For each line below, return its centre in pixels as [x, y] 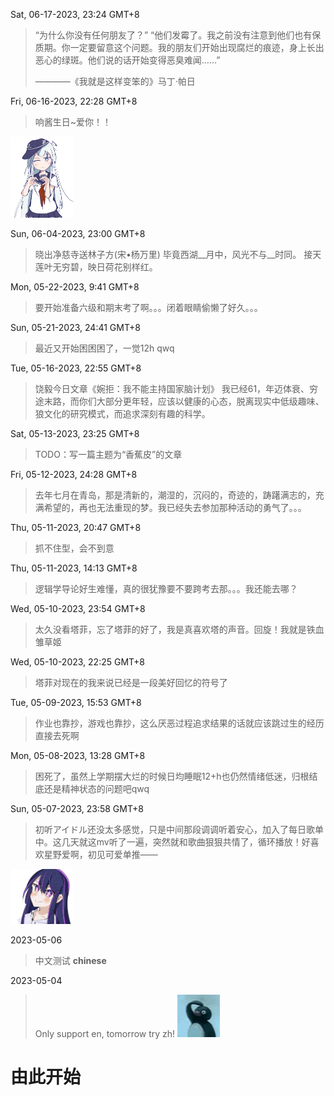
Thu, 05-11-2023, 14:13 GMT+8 [74, 568]
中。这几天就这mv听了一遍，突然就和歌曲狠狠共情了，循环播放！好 [172, 841]
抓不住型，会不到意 [74, 548]
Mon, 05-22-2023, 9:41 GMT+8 [75, 286]
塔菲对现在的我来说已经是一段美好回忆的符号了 [131, 682]
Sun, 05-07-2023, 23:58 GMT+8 [77, 808]
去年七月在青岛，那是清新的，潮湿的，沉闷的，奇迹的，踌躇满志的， [175, 495]
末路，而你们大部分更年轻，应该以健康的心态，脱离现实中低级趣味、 [184, 401]
